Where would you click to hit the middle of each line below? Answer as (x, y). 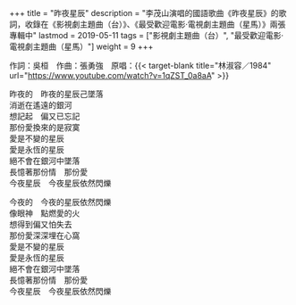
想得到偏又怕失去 (41, 224)
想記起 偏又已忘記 (45, 116)
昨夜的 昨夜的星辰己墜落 (56, 94)
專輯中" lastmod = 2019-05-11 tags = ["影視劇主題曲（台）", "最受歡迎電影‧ (147, 35)
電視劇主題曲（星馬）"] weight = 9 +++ (81, 46)
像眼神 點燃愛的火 (45, 213)
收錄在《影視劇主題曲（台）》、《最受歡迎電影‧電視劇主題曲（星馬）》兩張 (155, 24)
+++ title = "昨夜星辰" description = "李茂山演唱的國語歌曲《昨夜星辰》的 (144, 13)
